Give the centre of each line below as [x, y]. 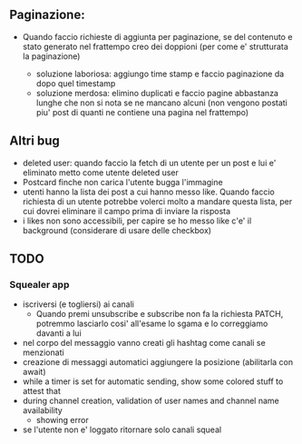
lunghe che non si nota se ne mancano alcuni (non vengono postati [161, 103]
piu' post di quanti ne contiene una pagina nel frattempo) [142, 112]
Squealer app [39, 284]
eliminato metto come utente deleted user [101, 173]
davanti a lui [58, 333]
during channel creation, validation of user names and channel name [151, 401]
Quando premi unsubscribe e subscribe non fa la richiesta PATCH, [160, 314]
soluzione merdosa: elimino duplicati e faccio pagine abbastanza [157, 93]
